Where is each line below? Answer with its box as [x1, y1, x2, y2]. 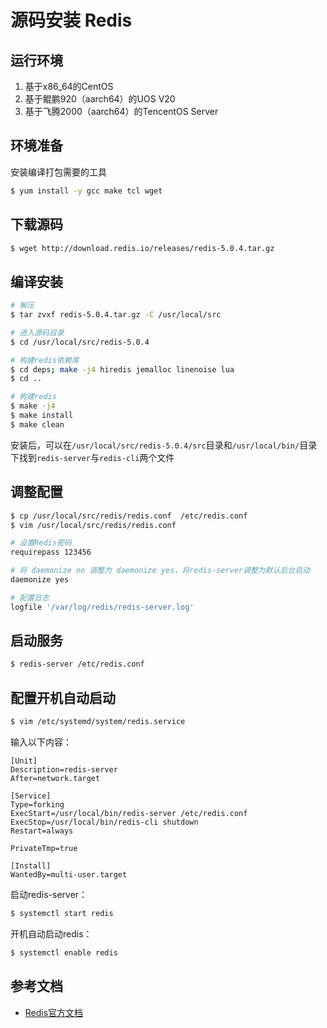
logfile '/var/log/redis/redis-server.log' [10, 602, 195, 612]
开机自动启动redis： [10, 927, 93, 940]
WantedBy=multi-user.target [10, 870, 128, 880]
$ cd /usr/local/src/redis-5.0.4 [10, 337, 150, 347]
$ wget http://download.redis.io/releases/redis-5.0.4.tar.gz [10, 243, 275, 253]
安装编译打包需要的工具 [10, 166, 107, 178]
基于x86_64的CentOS [24, 81, 114, 92]
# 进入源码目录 [10, 327, 65, 338]
